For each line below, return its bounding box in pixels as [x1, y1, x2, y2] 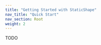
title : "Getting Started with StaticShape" [5, 7, 97, 12]
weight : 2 [5, 21, 26, 26]
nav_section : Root [5, 16, 43, 21]
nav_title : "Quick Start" [5, 12, 59, 17]
